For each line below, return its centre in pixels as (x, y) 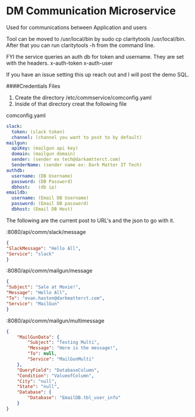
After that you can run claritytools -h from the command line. (81, 45)
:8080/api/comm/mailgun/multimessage (55, 320)
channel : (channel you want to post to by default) (77, 137)
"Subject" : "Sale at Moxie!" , (44, 287)
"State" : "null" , (38, 387)
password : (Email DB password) (50, 204)
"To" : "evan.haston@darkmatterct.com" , (56, 298)
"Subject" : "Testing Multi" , (64, 343)
